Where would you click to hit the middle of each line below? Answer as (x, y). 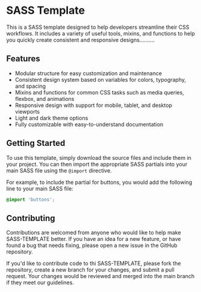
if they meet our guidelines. (40, 282)
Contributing (31, 218)
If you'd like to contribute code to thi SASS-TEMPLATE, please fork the (94, 263)
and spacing (30, 86)
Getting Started (36, 143)
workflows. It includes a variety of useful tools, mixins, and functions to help (101, 33)
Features (23, 59)
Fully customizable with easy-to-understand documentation (89, 124)
